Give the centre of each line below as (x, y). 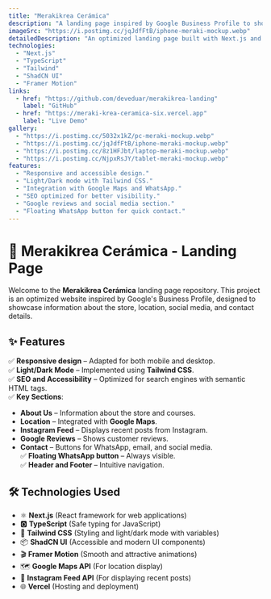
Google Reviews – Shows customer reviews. (94, 439)
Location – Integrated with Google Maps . (88, 421)
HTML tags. (28, 388)
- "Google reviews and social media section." (95, 203)
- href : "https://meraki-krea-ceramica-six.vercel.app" (111, 114)
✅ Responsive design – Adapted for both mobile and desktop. (112, 361)
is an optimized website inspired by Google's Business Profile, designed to (132, 299)
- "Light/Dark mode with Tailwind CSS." (84, 181)
